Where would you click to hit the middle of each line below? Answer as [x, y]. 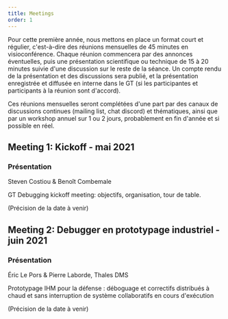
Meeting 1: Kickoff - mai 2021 [71, 147]
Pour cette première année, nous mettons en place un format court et [106, 39]
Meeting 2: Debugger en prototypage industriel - [114, 229]
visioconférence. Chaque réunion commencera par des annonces [100, 54]
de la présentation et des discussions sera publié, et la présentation [103, 75]
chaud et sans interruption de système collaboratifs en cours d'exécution [111, 295]
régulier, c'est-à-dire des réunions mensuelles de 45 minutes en [98, 47]
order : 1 [20, 20]
